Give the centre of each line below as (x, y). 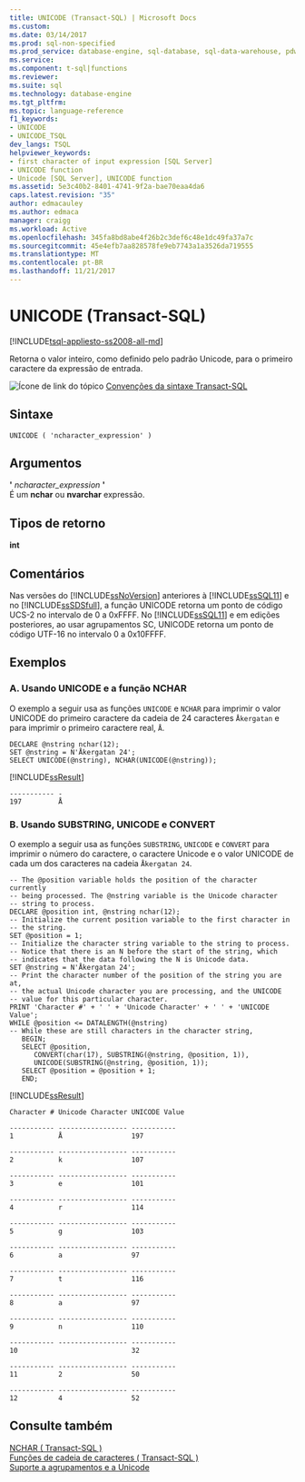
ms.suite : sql (36, 85)
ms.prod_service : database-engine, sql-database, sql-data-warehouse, (146, 52)
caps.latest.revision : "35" (63, 195)
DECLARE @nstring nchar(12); (64, 744)
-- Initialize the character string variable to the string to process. (150, 944)
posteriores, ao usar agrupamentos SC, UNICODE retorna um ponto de (142, 625)
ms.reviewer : (34, 77)
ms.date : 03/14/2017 (49, 35)
